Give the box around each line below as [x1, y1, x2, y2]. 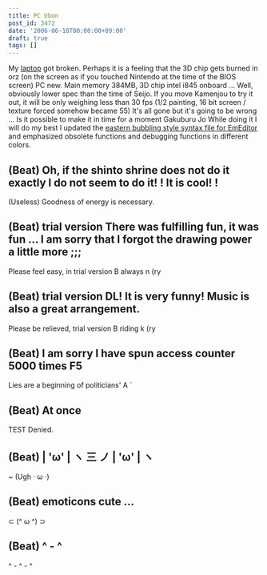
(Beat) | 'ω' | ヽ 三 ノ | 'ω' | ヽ [8, 450, 154, 464]
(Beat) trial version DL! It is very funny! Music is [8, 290, 250, 304]
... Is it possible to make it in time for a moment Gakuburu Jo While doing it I [8, 115, 257, 124]
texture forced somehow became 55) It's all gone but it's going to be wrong [8, 106, 257, 116]
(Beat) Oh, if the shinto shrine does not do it [8, 163, 230, 177]
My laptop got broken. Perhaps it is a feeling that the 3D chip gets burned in [8, 63, 258, 73]
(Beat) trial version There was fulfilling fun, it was [8, 220, 260, 234]
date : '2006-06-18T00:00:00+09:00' [8, 26, 127, 34]
